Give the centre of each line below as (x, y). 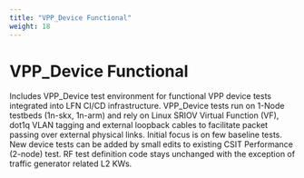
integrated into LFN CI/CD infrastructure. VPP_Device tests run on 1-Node (147, 106)
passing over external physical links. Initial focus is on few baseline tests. (146, 135)
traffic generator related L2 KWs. (71, 163)
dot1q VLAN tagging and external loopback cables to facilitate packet (139, 125)
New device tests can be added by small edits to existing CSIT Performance (151, 144)
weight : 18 (30, 26)
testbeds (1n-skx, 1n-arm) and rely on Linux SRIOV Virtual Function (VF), (144, 115)
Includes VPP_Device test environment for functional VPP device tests (141, 96)
